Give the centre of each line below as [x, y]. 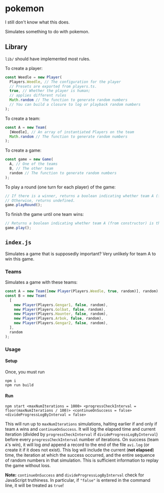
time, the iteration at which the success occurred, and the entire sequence [80, 455]
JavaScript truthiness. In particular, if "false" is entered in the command [78, 480]
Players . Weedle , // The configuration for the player [65, 82]
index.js [18, 243]
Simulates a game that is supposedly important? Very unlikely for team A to [81, 254]
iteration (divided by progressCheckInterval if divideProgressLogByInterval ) [82, 434]
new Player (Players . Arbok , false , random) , [59, 319]
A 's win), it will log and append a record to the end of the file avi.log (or [77, 445]
